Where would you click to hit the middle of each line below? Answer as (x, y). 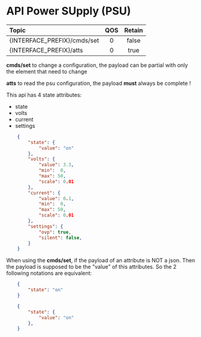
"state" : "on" (46, 290)
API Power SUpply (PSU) (69, 11)
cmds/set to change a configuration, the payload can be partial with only (97, 65)
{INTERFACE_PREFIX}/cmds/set (54, 40)
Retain (134, 30)
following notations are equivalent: (49, 273)
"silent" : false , (60, 238)
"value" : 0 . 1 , (56, 198)
